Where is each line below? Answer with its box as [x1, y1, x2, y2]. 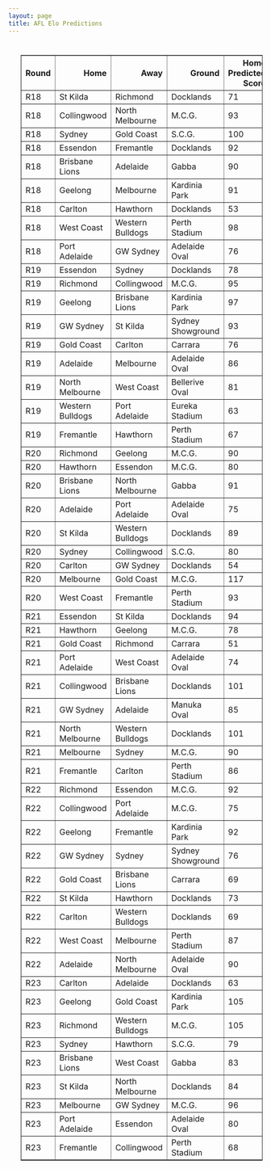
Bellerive [170, 376, 204, 388]
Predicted [227, 67, 266, 78]
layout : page [8, 11, 52, 20]
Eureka [170, 400, 198, 411]
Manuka [170, 699, 202, 710]
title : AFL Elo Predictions [8, 19, 103, 27]
